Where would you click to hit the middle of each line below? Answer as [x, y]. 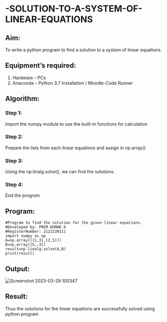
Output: [18, 269]
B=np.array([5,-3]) [26, 245]
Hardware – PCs [29, 78]
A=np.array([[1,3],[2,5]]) [33, 240]
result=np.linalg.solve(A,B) [36, 249]
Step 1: [14, 113]
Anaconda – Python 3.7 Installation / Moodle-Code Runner [72, 83]
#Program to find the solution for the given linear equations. [74, 223]
